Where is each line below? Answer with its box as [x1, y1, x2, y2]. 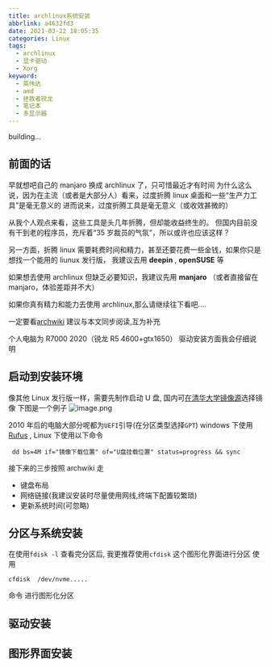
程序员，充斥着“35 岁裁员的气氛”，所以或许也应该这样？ [43, 227, 231, 237]
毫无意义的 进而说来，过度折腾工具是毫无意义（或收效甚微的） [25, 200, 233, 210]
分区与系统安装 [8, 526, 83, 540]
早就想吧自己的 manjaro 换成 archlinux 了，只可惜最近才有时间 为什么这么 [8, 179, 252, 190]
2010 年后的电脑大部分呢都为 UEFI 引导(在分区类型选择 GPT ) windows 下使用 [8, 420, 253, 429]
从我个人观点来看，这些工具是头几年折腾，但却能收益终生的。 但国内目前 [8, 217, 251, 227]
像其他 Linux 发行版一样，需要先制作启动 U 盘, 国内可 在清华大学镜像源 [8, 393, 242, 403]
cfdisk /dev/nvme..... [8, 576, 89, 584]
